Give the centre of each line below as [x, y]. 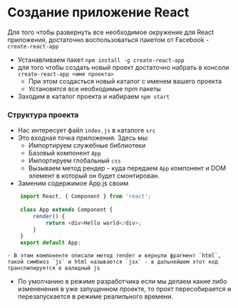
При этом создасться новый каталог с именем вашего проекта [125, 81]
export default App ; [51, 243]
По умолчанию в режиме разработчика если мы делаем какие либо [122, 282]
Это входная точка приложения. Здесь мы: [83, 138]
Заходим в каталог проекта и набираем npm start [93, 96]
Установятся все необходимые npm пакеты [95, 88]
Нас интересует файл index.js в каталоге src [87, 130]
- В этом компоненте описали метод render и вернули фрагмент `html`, [114, 256]
